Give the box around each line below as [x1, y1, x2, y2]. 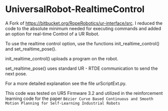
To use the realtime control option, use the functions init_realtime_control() [5, 40, 160, 46]
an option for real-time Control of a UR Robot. [5, 31, 100, 37]
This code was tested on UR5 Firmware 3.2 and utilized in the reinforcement [5, 90, 163, 96]
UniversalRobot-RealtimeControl [5, 4, 145, 15]
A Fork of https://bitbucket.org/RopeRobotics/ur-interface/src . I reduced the [5, 20, 163, 26]
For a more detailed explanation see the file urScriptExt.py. [5, 80, 127, 86]
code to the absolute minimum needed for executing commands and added [5, 25, 161, 31]
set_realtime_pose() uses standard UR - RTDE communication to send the [5, 65, 158, 71]
